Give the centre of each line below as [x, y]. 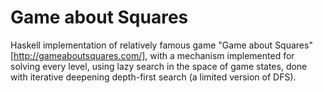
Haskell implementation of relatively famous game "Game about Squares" [161, 45]
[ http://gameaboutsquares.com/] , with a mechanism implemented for [152, 55]
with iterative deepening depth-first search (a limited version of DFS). [153, 77]
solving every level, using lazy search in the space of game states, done [159, 66]
